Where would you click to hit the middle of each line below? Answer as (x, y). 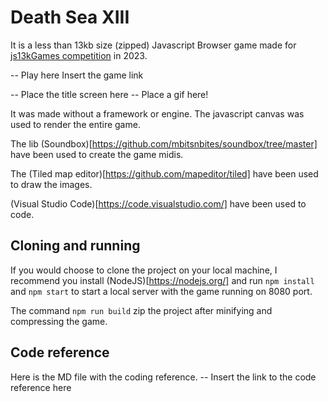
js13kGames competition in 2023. (79, 55)
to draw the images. (51, 184)
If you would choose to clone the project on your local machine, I (144, 270)
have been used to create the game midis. (97, 154)
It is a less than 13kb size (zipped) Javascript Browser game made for (153, 45)
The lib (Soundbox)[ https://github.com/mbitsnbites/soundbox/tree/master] (164, 143)
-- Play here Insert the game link (77, 75)
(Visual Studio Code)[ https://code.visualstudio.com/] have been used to (158, 203)
